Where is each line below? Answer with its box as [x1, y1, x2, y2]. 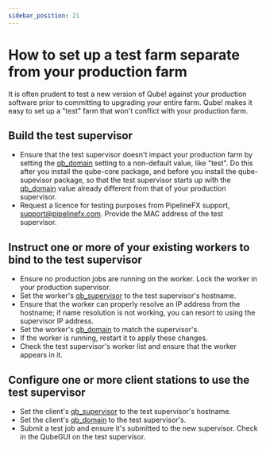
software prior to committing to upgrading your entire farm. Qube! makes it [8, 97, 253, 107]
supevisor [19, 176, 53, 185]
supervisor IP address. [19, 316, 94, 326]
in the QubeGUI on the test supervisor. [19, 432, 146, 441]
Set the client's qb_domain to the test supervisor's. [19, 415, 187, 424]
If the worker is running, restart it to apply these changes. [19, 333, 208, 343]
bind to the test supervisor [8, 253, 143, 266]
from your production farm [8, 63, 188, 80]
